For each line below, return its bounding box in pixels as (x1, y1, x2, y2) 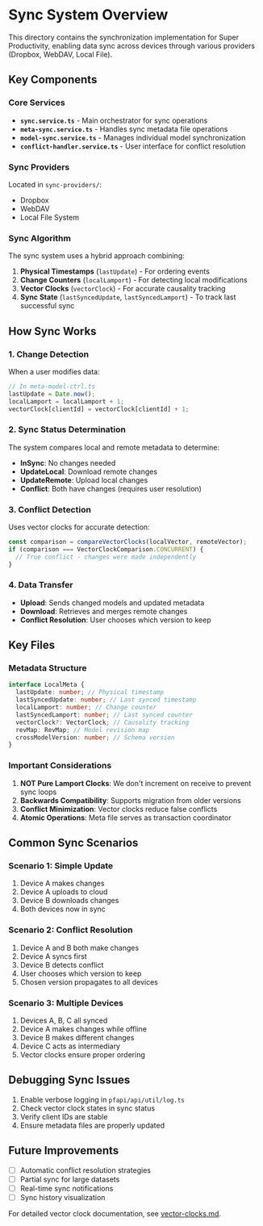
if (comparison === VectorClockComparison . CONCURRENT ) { (8, 545, 204, 554)
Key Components (8, 73, 98, 86)
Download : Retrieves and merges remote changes (19, 606, 188, 616)
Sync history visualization (19, 1192, 106, 1202)
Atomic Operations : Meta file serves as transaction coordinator (19, 813, 232, 822)
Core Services (8, 97, 66, 108)
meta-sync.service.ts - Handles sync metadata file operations (19, 123, 228, 134)
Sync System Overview (8, 6, 169, 24)
